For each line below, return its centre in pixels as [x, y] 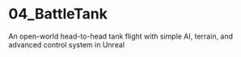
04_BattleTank [58, 14]
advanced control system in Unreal [67, 44]
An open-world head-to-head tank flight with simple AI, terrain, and [120, 36]
